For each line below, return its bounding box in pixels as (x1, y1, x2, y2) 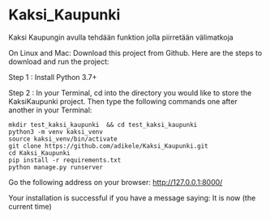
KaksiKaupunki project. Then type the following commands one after (8, 96, 238, 106)
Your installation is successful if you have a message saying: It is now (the (8, 192, 256, 203)
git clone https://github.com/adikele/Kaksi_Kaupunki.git (8, 141, 208, 150)
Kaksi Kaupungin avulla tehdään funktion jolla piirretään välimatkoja (8, 32, 234, 42)
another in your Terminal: (8, 105, 92, 115)
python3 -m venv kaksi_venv (8, 128, 104, 136)
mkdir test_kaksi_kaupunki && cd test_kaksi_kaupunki (8, 120, 198, 128)
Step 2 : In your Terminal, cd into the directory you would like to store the (8, 87, 252, 98)
